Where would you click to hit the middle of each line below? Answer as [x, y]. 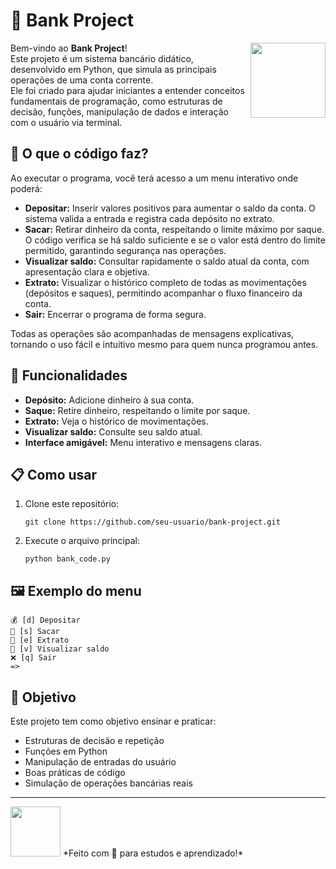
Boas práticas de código [75, 772]
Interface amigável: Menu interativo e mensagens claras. [143, 442]
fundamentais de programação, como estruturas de [116, 101]
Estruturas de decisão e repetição [94, 740]
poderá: [26, 188]
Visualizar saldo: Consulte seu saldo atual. [113, 431]
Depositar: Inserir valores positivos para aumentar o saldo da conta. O [170, 208]
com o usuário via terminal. [66, 122]
